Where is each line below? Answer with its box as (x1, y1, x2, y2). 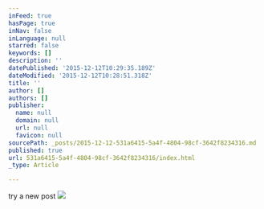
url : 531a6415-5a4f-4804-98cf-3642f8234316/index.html (8, 154, 196, 162)
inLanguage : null (8, 34, 67, 43)
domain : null (15, 117, 59, 125)
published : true (8, 146, 63, 154)
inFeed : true (8, 11, 52, 20)
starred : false (8, 42, 59, 50)
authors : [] (8, 94, 48, 102)
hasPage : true (8, 19, 56, 27)
